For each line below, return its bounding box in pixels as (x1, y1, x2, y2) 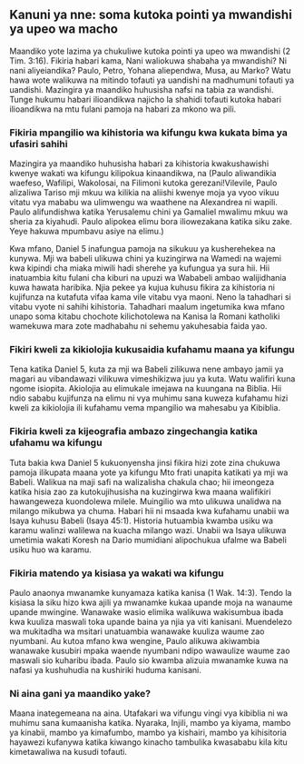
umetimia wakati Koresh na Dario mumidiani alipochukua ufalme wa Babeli (9, 534, 288, 545)
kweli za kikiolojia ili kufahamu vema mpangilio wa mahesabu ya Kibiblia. (9, 402, 281, 413)
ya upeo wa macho (9, 22, 118, 37)
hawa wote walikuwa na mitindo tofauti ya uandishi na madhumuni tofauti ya (9, 74, 295, 85)
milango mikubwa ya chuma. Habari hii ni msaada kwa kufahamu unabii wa (9, 505, 289, 516)
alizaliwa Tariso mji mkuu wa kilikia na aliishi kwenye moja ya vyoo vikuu (9, 187, 279, 198)
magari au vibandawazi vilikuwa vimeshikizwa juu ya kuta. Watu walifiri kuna (9, 373, 296, 384)
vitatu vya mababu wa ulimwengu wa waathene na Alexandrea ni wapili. (9, 197, 279, 208)
